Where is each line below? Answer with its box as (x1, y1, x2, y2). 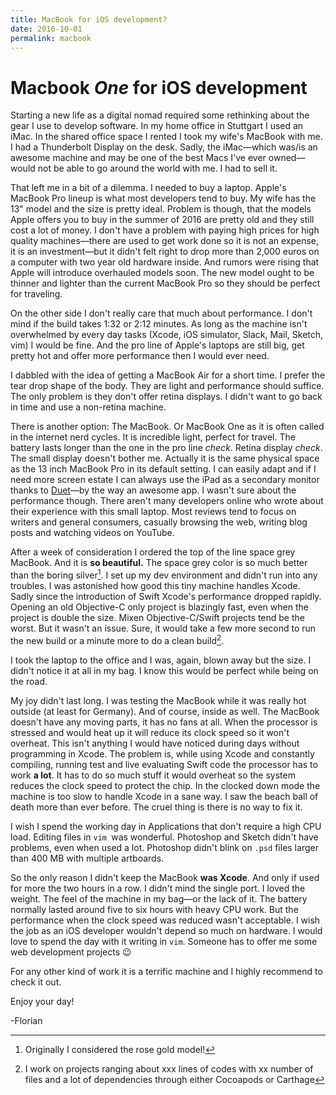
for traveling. (10, 288, 63, 300)
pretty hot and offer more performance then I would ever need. (10, 350, 270, 362)
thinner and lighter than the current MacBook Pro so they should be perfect (10, 277, 321, 290)
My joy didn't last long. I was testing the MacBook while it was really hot (10, 694, 307, 706)
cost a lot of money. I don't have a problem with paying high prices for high (10, 224, 320, 236)
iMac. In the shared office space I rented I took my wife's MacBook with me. (10, 131, 323, 143)
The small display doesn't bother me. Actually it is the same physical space (10, 452, 320, 465)
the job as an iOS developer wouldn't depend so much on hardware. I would (10, 924, 323, 936)
